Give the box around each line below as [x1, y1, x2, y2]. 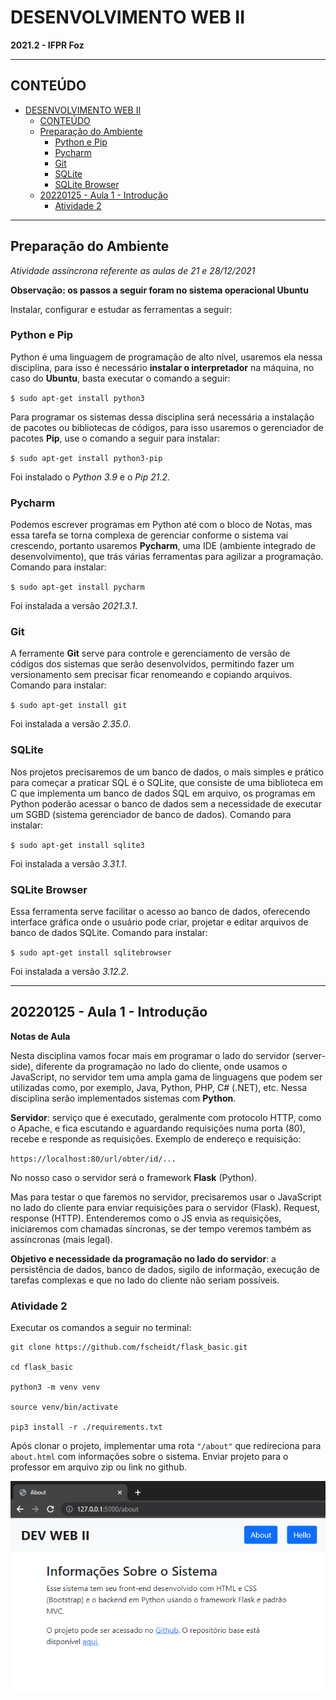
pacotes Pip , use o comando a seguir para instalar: [10, 432, 220, 444]
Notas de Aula [10, 1030, 71, 1042]
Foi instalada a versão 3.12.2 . [10, 966, 130, 978]
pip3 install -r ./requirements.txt [10, 1422, 163, 1433]
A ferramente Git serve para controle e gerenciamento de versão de [10, 647, 291, 660]
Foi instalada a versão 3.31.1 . [10, 857, 127, 870]
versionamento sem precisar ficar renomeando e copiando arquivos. [10, 669, 293, 681]
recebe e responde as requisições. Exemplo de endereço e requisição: [10, 1132, 302, 1145]
